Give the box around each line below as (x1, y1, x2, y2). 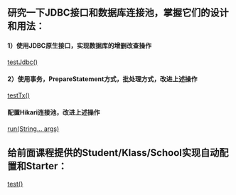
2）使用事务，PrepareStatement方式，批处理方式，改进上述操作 (7, 75, 198, 83)
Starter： (26, 160, 68, 172)
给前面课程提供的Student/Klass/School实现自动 (7, 147, 220, 159)
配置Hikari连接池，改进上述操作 (7, 108, 101, 117)
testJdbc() (7, 58, 38, 66)
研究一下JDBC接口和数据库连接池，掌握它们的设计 (7, 6, 229, 19)
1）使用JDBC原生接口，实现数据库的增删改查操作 (7, 41, 151, 50)
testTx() (7, 91, 31, 100)
